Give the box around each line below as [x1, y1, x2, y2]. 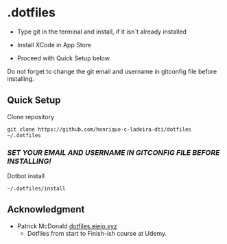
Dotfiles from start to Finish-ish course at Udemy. [27, 229, 167, 237]
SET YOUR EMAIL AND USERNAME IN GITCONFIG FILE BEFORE [7, 147, 220, 157]
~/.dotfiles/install [7, 185, 67, 193]
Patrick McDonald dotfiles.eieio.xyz [16, 221, 118, 230]
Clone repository [7, 112, 55, 121]
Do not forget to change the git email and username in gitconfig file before [7, 67, 217, 75]
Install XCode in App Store [16, 40, 92, 49]
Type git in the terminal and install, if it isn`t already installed [16, 27, 187, 36]
